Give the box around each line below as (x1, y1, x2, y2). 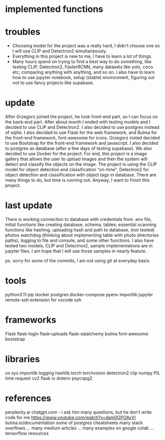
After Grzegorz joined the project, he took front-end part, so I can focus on (5, 113, 158, 120)
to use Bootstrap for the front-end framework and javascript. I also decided (5, 140, 159, 146)
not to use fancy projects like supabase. (12, 80, 94, 86)
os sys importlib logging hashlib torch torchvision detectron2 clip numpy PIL (5, 370, 161, 376)
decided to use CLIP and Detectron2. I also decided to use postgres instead (5, 124, 160, 130)
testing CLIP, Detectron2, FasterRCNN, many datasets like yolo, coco (12, 64, 154, 70)
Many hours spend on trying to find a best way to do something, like (12, 59, 152, 65)
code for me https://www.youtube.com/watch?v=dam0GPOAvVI (5, 414, 136, 420)
